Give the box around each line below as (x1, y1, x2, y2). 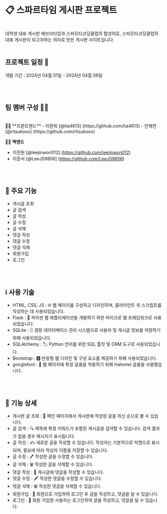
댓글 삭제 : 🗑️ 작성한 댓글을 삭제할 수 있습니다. (12, 483, 101, 489)
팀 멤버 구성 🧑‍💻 (5, 103, 49, 112)
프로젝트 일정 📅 (5, 58, 49, 66)
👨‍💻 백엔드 (5, 138, 24, 145)
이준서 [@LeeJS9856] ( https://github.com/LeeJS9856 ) (12, 155, 125, 161)
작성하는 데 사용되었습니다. (12, 308, 65, 315)
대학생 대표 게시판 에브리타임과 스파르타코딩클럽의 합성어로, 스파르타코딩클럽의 (5, 30, 159, 36)
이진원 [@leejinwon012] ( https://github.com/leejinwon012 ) (12, 149, 131, 155)
